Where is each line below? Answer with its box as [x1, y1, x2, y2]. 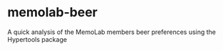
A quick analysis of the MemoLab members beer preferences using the [7, 28, 216, 36]
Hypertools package [7, 35, 68, 43]
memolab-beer [7, 4, 98, 21]
